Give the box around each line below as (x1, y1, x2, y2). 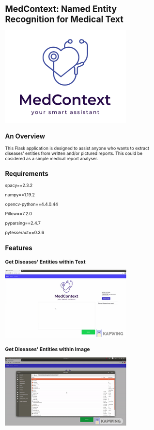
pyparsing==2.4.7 (5, 220, 41, 226)
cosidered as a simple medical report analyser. (5, 155, 98, 161)
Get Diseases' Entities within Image (5, 346, 90, 353)
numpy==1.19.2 (5, 192, 35, 198)
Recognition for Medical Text (5, 14, 123, 25)
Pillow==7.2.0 (5, 211, 32, 217)
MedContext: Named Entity (5, 3, 117, 15)
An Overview (5, 132, 45, 141)
